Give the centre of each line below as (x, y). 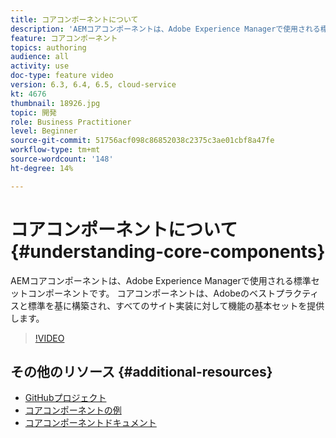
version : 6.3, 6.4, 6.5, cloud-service (93, 85)
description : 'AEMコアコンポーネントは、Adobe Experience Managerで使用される (165, 29)
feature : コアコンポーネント (64, 38)
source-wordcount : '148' (62, 159)
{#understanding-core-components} (168, 251)
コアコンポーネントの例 (73, 410)
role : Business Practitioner (71, 122)
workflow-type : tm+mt (55, 150)
